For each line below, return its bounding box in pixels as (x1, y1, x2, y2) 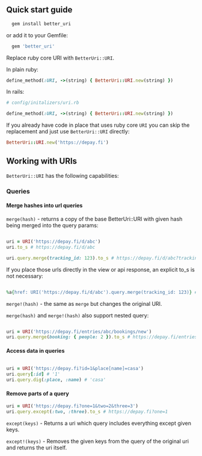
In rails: (6, 88, 25, 96)
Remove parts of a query (6, 390, 69, 397)
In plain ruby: (6, 65, 39, 73)
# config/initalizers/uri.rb (6, 100, 79, 106)
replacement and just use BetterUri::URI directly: (6, 128, 130, 135)
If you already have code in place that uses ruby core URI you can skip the (6, 121, 190, 129)
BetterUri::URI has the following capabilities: (6, 172, 119, 179)
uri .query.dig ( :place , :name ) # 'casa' (6, 377, 106, 383)
